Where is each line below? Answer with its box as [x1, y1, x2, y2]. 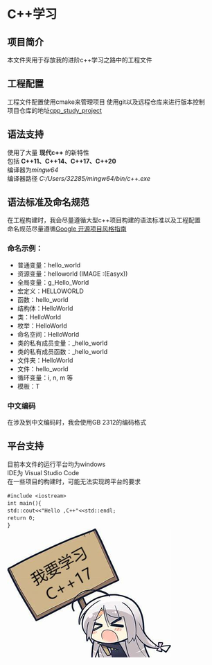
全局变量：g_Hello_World [17, 278, 89, 286]
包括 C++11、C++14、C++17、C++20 [7, 157, 116, 165]
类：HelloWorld [17, 312, 61, 321]
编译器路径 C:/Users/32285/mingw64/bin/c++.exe [7, 174, 151, 182]
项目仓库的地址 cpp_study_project [7, 106, 103, 114]
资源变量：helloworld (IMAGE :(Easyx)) [17, 269, 128, 278]
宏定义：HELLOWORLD [17, 287, 85, 295]
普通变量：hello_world [17, 260, 81, 269]
